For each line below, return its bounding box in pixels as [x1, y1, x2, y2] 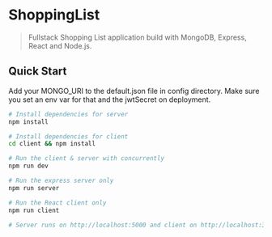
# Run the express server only [8, 176, 114, 184]
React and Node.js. [28, 40, 92, 50]
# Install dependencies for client [8, 132, 129, 141]
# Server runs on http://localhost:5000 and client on [8, 221, 198, 229]
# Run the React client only [8, 198, 107, 207]
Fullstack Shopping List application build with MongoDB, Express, [28, 32, 247, 42]
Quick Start [8, 65, 67, 78]
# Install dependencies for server [8, 110, 129, 118]
